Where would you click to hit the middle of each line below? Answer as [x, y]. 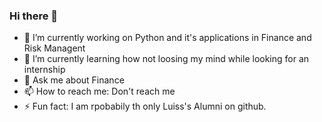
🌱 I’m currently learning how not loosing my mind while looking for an [166, 59]
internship [44, 70]
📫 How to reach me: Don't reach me [99, 91]
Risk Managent [54, 48]
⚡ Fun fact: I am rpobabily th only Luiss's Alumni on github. [145, 106]
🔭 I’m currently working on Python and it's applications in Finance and [167, 38]
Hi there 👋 [34, 16]
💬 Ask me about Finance [74, 80]
